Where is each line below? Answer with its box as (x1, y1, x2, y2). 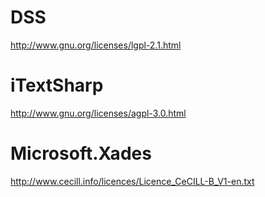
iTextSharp (10, 74, 104, 97)
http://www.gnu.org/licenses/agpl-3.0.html (10, 107, 187, 119)
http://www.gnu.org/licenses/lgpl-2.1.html (10, 39, 182, 51)
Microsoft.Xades (10, 142, 152, 165)
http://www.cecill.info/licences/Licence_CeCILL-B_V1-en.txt (10, 175, 255, 187)
